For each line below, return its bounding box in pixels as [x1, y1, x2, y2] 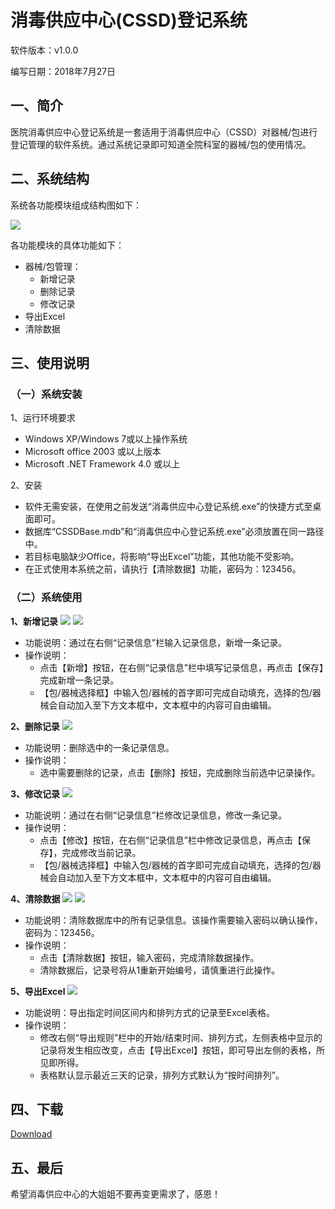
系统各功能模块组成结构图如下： [10, 199, 142, 211]
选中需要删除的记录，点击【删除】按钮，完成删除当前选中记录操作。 [39, 766, 321, 778]
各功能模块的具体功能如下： [10, 239, 125, 251]
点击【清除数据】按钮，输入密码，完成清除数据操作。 [39, 951, 260, 963]
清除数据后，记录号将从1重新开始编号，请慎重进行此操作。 [39, 964, 281, 976]
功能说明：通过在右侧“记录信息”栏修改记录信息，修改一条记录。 [24, 809, 288, 821]
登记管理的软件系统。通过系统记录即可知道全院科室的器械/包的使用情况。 [10, 138, 312, 150]
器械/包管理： [24, 260, 82, 272]
